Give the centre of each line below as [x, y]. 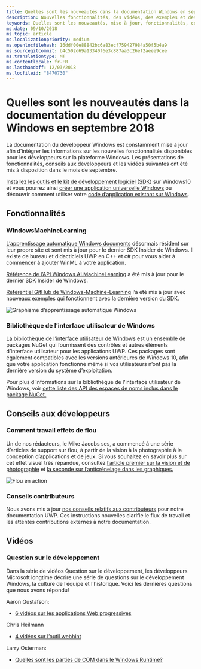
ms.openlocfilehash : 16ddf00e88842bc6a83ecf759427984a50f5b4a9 [87, 46]
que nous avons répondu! [38, 590]
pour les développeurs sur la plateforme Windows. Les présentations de [95, 158]
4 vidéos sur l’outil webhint [48, 636]
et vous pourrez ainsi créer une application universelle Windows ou [89, 188]
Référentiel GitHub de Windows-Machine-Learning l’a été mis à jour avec [96, 292]
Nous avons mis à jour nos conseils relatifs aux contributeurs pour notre [95, 509]
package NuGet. [26, 395]
